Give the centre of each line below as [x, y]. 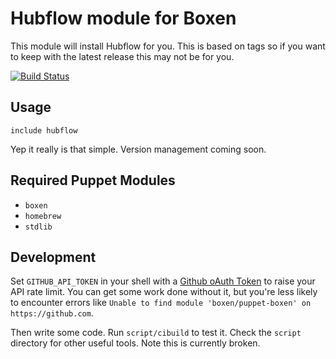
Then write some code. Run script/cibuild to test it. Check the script [156, 333]
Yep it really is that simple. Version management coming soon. [138, 149]
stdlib [38, 227]
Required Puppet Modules [93, 180]
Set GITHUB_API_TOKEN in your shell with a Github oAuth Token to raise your [163, 281]
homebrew [43, 216]
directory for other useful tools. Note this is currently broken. [135, 343]
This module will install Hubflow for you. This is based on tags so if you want [168, 46]
